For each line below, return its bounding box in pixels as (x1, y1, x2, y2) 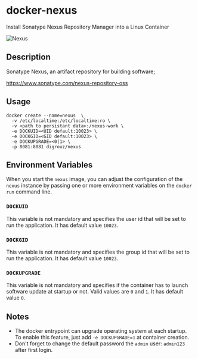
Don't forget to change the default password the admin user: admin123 (14, 340, 185, 347)
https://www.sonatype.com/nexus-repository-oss (6, 79, 128, 86)
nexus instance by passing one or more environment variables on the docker (6, 182, 193, 189)
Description (6, 52, 51, 63)
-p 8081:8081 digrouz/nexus (11, 143, 82, 149)
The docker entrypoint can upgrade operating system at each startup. (14, 327, 187, 335)
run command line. (6, 188, 52, 195)
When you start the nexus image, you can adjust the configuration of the (6, 176, 183, 183)
